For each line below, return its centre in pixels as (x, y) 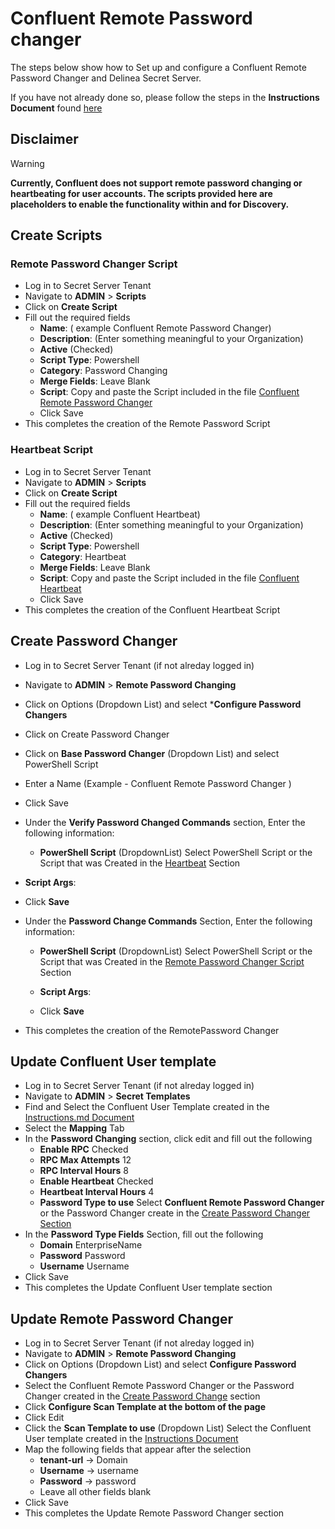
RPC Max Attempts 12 (85, 1160)
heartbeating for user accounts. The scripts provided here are (141, 193)
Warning (27, 163)
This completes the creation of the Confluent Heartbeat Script (152, 609)
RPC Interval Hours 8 (84, 1171)
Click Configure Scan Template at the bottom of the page (145, 1407)
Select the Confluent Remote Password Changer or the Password (159, 1386)
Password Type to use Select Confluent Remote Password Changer (182, 1203)
